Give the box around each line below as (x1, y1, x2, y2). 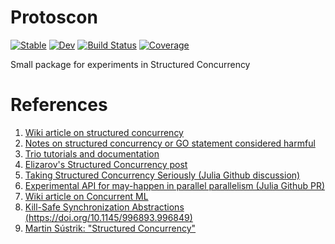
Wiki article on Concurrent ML (24, 190, 149, 202)
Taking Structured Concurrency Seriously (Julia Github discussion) (24, 169, 301, 181)
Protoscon (10, 6, 98, 29)
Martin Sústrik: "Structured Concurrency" (24, 222, 197, 234)
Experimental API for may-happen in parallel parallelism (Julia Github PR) (24, 179, 326, 191)
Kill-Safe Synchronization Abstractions (24, 201, 185, 213)
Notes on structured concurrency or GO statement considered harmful (24, 137, 316, 149)
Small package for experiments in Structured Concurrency (10, 58, 251, 70)
